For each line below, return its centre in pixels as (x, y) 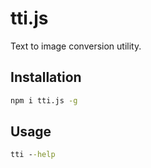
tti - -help (33, 155)
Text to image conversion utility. (76, 46)
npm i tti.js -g (44, 100)
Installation (46, 77)
